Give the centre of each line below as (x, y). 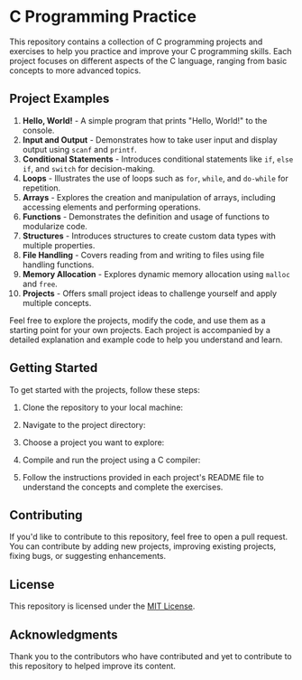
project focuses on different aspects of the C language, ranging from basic (148, 61)
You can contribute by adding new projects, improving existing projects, (143, 546)
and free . (40, 284)
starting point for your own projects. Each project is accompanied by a (140, 330)
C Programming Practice (103, 17)
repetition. (41, 188)
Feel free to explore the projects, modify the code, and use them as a (137, 320)
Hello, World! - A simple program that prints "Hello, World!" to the (145, 120)
